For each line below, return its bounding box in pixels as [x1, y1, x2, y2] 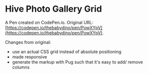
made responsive [12, 54, 47, 59]
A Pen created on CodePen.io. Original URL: [5, 19, 94, 25]
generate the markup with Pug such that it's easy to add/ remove [12, 59, 143, 65]
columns [12, 64, 30, 70]
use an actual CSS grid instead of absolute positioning [12, 49, 122, 55]
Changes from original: [5, 39, 51, 45]
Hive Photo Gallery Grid [5, 3, 102, 15]
